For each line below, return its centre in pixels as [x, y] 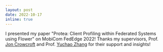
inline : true [19, 19]
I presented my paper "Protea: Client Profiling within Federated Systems [81, 34]
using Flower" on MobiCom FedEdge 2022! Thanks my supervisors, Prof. [82, 39]
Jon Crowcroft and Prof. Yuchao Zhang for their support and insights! [78, 44]
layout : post [19, 10]
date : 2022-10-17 [24, 15]
